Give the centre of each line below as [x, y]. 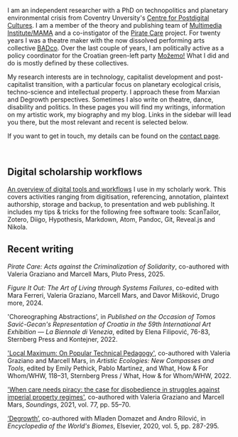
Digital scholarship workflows [75, 172]
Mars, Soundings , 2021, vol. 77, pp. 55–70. [69, 404]
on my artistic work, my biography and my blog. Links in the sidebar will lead [119, 114]
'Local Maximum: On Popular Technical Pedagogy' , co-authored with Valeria [119, 353]
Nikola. [17, 227]
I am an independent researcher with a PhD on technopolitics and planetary [118, 10]
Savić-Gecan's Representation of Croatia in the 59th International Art [109, 324]
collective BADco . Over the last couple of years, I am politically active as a [116, 48]
